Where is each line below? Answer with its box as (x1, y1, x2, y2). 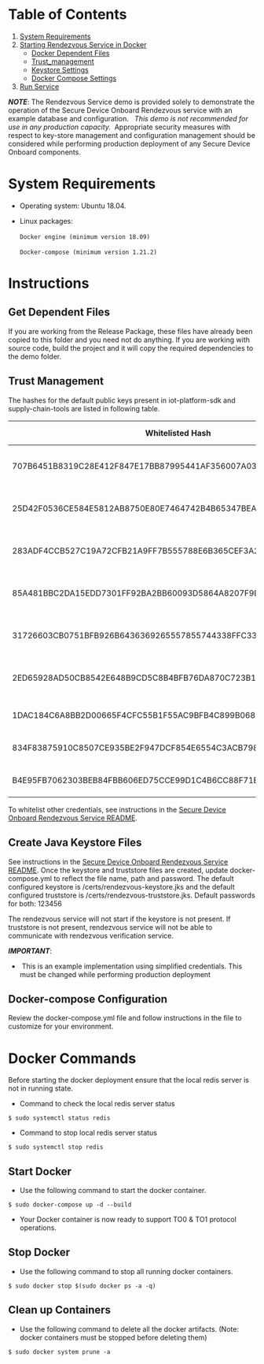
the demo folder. (8, 351, 62, 361)
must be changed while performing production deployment (19, 969, 211, 979)
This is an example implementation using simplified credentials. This (21, 961, 243, 971)
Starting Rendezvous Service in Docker (19, 39, 147, 49)
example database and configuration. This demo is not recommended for (8, 113, 249, 123)
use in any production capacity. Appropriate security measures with (8, 122, 231, 132)
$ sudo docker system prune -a (8, 1347, 111, 1356)
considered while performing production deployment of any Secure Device (8, 139, 251, 148)
